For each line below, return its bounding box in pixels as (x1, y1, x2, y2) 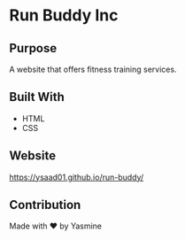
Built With (9, 89, 65, 105)
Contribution (9, 197, 81, 213)
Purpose (9, 41, 58, 56)
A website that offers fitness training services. (9, 64, 177, 74)
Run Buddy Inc (9, 5, 119, 26)
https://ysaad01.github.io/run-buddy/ (9, 172, 144, 182)
